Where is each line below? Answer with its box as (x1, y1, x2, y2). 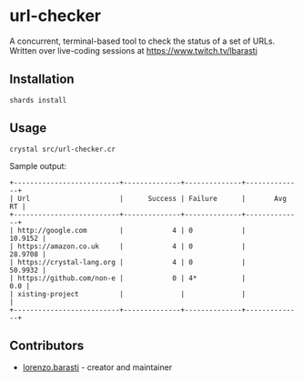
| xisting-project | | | (9, 289, 247, 298)
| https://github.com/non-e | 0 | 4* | (9, 274, 247, 283)
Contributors (9, 337, 85, 353)
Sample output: (9, 160, 66, 171)
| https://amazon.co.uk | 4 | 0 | (9, 242, 247, 251)
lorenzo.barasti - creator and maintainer (22, 362, 173, 373)
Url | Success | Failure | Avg (17, 194, 287, 203)
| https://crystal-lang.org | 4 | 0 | (9, 257, 247, 266)
